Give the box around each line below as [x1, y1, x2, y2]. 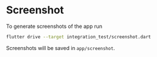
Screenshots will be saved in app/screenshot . [6, 44, 115, 51]
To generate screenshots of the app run [6, 23, 103, 30]
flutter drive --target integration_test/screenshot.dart [6, 34, 151, 40]
